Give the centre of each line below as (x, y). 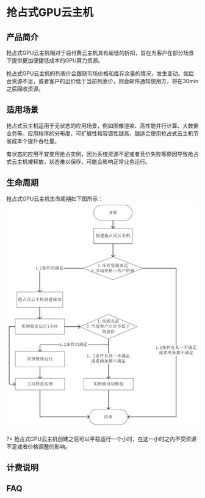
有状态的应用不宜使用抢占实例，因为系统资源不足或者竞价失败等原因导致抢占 (103, 154)
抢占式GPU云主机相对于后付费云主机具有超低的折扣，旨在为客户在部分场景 (100, 53)
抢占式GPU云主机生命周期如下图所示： (55, 199)
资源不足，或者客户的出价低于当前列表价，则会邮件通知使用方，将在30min (105, 81)
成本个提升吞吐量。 (35, 141)
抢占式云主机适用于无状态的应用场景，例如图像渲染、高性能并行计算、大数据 (103, 125)
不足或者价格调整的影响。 (38, 446)
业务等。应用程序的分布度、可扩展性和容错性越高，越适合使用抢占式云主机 (100, 133)
